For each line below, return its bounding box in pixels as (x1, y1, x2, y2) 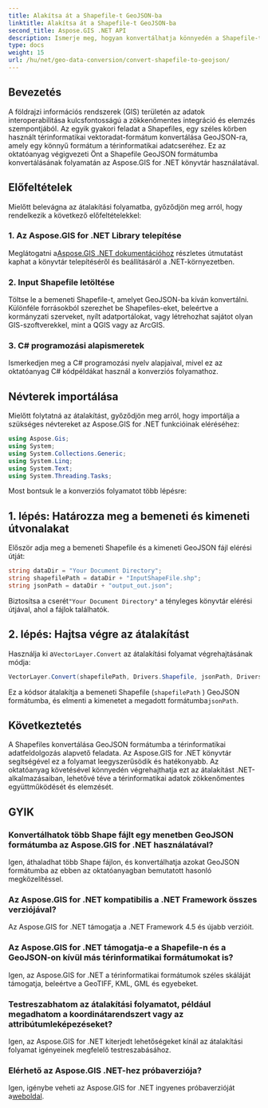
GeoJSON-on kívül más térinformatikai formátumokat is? (8, 952, 234, 963)
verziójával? (8, 904, 57, 915)
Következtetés (8, 718, 82, 732)
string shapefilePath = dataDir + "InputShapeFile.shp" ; (8, 575, 202, 583)
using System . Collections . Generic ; (8, 450, 127, 458)
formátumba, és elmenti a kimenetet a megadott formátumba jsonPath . (8, 695, 239, 705)
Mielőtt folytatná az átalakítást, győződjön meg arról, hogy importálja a (8, 411, 240, 421)
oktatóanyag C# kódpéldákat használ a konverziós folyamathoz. (8, 367, 219, 376)
